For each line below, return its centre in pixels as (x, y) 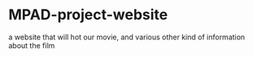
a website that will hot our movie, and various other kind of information (127, 37)
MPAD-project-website (88, 15)
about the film (32, 45)
